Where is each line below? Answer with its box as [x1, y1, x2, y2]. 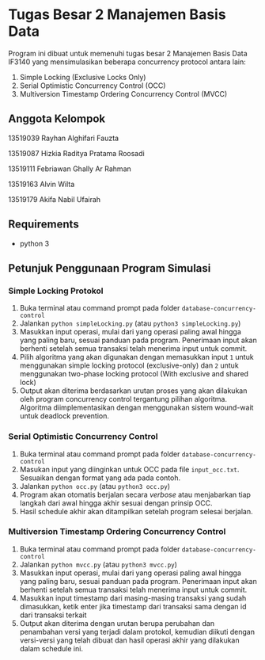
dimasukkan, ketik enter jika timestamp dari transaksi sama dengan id [19, 601, 247, 611]
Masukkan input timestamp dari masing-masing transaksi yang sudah [19, 593, 247, 603]
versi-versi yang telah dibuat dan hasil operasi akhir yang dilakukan [19, 635, 240, 645]
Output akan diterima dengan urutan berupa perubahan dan [19, 618, 215, 628]
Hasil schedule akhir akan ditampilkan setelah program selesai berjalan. [19, 506, 253, 516]
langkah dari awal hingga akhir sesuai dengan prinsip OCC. [19, 498, 213, 508]
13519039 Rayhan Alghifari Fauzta [8, 133, 119, 143]
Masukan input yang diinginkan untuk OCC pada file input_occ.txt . [19, 464, 240, 474]
